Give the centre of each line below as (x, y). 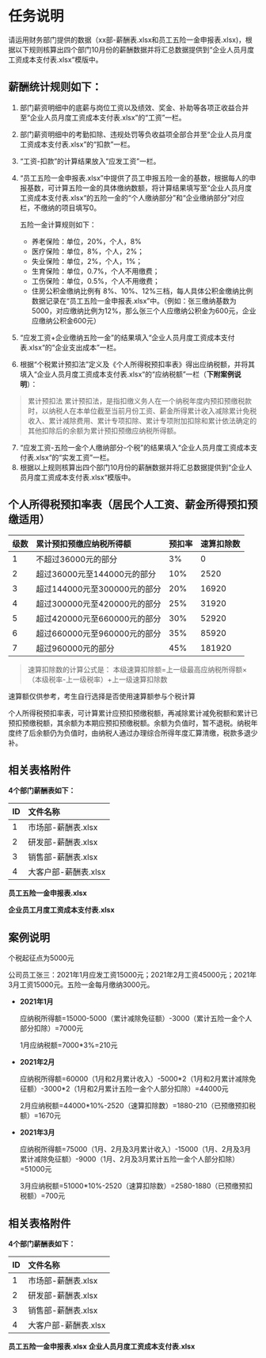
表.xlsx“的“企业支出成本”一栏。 (70, 347)
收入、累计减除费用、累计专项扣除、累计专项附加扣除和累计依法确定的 (142, 420)
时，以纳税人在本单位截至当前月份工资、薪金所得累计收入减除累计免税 (142, 411)
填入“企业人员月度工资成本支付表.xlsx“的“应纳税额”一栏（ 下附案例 (127, 374)
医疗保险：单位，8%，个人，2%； (88, 251)
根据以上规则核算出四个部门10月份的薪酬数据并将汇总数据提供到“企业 (132, 467)
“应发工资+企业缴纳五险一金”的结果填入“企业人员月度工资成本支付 (127, 337)
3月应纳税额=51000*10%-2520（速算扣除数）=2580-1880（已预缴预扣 (136, 1186)
